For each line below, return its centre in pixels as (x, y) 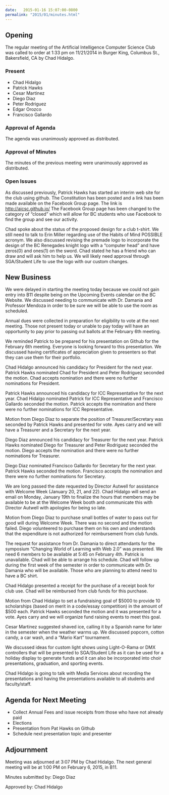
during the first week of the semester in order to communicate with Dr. (78, 565)
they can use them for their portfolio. (43, 357)
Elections (22, 723)
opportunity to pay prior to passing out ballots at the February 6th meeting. (83, 332)
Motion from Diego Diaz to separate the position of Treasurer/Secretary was (84, 419)
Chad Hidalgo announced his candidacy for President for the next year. (79, 367)
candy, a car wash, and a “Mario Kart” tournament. (58, 638)
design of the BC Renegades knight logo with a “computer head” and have (82, 245)
